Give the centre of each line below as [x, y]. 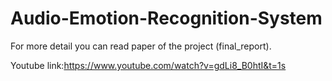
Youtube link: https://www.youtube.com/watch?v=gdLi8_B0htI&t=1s [148, 65]
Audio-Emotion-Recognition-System [166, 18]
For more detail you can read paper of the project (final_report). [141, 46]
